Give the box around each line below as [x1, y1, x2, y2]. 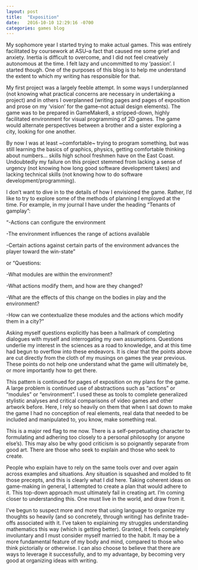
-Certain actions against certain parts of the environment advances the [6, 242, 179, 249]
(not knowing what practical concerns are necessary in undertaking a [6, 90, 176, 97]
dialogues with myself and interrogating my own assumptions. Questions [6, 336, 183, 343]
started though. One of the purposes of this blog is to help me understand [6, 66, 186, 74]
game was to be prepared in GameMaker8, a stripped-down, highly [6, 109, 170, 116]
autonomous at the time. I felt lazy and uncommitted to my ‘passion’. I [6, 60, 175, 67]
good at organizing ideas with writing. [6, 557, 98, 564]
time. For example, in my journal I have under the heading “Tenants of [6, 201, 176, 209]
